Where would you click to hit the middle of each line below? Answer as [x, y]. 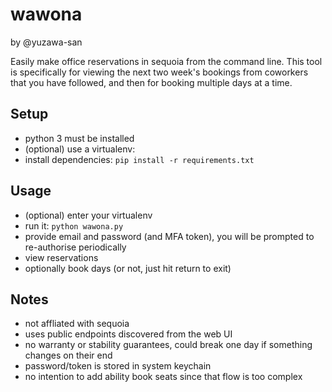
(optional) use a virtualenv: [80, 149]
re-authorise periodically [75, 247]
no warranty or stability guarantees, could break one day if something [168, 345]
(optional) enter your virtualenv [88, 215]
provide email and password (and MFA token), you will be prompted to [169, 236]
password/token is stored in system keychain [118, 366]
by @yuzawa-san [46, 42]
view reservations [61, 257]
